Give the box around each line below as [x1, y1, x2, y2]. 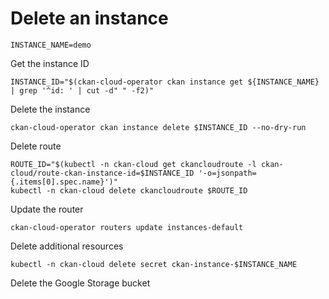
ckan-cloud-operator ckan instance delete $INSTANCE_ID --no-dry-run [10, 122, 307, 132]
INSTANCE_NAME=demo [10, 40, 92, 50]
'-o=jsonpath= [198, 168, 257, 178]
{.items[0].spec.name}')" [10, 177, 118, 187]
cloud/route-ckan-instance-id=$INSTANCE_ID [10, 168, 195, 178]
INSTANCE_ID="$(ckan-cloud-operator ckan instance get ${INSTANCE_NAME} [10, 77, 320, 87]
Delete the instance [10, 103, 91, 115]
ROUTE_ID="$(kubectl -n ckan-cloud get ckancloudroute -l [10, 159, 257, 169]
